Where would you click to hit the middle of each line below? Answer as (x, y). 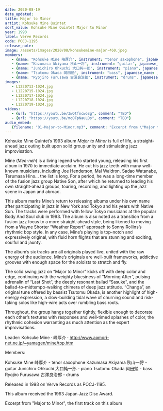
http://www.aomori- (89, 338)
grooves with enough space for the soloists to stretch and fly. (66, 262)
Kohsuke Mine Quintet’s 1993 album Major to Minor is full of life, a (71, 141)
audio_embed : (18, 123)
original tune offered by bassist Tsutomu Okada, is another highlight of (75, 292)
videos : (13, 109)
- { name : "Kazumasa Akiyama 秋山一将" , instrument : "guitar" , (74, 64)
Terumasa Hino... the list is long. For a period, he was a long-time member (79, 176)
